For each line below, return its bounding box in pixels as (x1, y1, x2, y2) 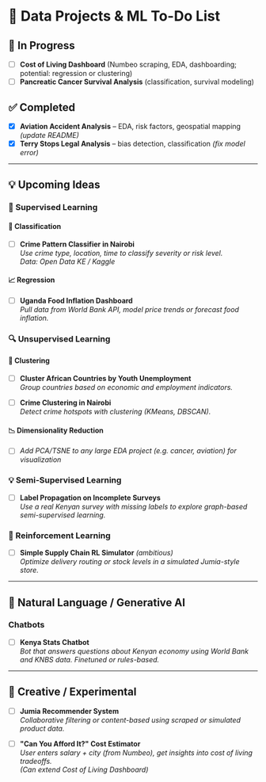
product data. (19, 723, 65, 733)
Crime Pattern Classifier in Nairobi (19, 239, 135, 249)
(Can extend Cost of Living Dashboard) (19, 765, 149, 774)
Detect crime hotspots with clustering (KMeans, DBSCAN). (19, 407, 211, 417)
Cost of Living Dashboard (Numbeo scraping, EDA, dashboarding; (19, 59, 237, 69)
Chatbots (8, 620, 45, 631)
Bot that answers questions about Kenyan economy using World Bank (19, 646, 249, 656)
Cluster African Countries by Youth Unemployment (19, 374, 192, 383)
